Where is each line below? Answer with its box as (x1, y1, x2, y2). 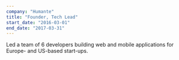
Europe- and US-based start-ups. (6, 48, 88, 55)
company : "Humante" (6, 8, 55, 15)
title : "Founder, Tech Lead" (6, 14, 78, 20)
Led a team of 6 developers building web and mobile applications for (6, 41, 174, 48)
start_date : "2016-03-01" (6, 19, 70, 25)
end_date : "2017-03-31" (6, 25, 65, 31)
